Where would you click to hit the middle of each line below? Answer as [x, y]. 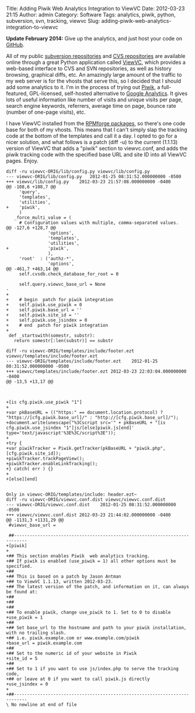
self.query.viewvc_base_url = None [62, 284]
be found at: [22, 592]
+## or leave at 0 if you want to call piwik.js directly [78, 679]
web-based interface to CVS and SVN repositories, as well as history [89, 69]
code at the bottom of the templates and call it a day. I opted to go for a [92, 136]
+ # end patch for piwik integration [57, 325]
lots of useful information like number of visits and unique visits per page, [94, 100]
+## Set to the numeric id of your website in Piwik [72, 653]
